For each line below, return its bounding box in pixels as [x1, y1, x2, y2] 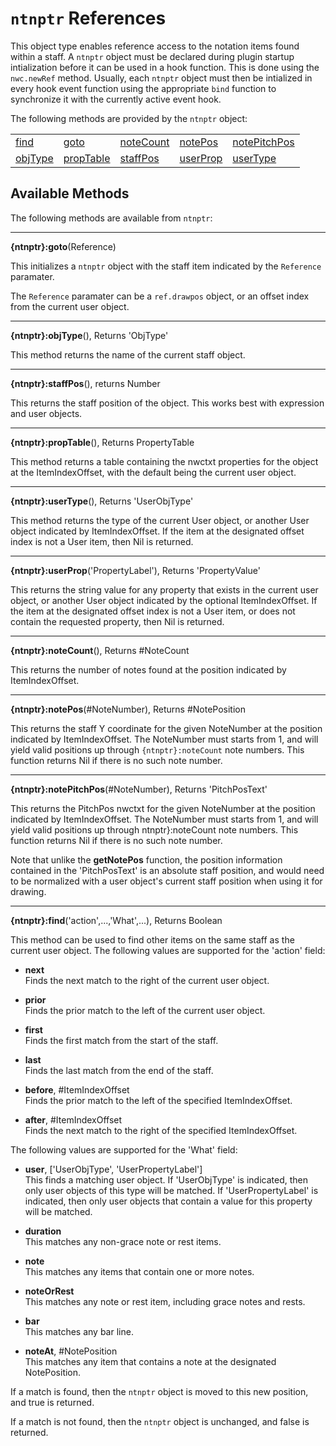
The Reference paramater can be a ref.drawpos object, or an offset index [10, 290, 310, 302]
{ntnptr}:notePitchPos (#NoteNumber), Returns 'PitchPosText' [10, 783, 268, 795]
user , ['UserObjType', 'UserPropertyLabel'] [24, 1163, 203, 1175]
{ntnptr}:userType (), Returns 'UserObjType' [10, 495, 194, 507]
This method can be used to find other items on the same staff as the [10, 933, 295, 946]
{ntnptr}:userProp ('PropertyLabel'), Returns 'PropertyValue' [10, 564, 261, 576]
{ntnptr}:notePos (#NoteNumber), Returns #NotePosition [10, 703, 246, 715]
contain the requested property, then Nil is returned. [10, 615, 225, 627]
